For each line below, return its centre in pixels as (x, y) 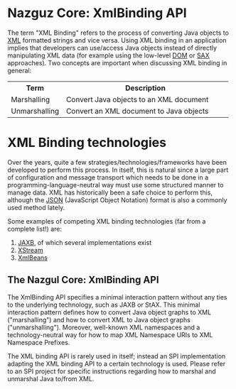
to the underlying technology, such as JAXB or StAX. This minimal (104, 305)
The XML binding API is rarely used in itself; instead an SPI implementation (117, 356)
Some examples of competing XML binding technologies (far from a (107, 221)
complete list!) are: (35, 229)
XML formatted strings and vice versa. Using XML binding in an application (117, 40)
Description (145, 88)
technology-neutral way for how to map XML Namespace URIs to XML (110, 334)
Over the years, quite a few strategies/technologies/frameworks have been (117, 162)
